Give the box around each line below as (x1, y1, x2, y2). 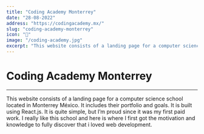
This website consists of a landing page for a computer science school (6, 95, 183, 102)
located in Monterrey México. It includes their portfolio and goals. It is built (6, 101, 192, 108)
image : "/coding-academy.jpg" (6, 37, 83, 43)
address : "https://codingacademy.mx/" (6, 20, 104, 26)
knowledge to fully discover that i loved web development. (6, 121, 152, 128)
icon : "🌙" (6, 32, 32, 38)
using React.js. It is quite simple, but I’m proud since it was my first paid (6, 108, 185, 115)
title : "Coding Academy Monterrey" (6, 9, 97, 15)
